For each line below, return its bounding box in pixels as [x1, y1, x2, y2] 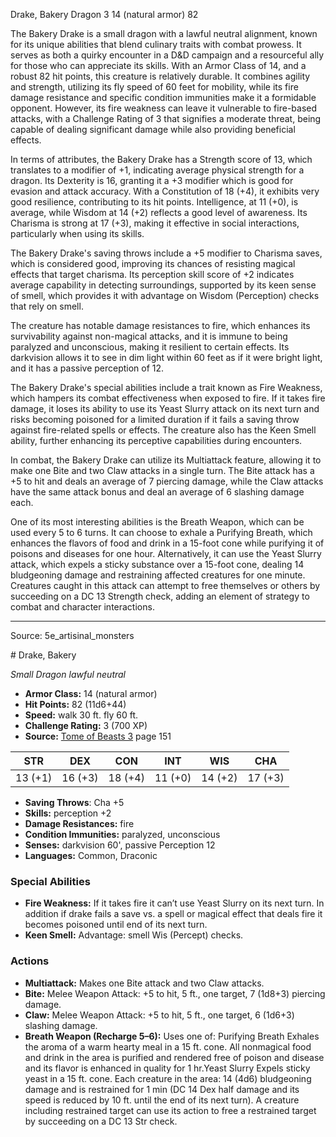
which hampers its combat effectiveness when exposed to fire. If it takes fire [10, 392, 326, 404]
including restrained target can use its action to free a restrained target [24, 1104, 317, 1116]
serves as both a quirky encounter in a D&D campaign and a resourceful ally [10, 49, 325, 61]
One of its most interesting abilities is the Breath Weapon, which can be [10, 516, 305, 528]
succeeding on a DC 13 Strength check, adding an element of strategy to [10, 590, 310, 602]
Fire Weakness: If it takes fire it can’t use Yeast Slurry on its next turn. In [24, 897, 325, 909]
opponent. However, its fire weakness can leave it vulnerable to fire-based [10, 102, 318, 114]
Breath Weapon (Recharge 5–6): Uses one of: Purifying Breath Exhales [24, 1030, 320, 1042]
